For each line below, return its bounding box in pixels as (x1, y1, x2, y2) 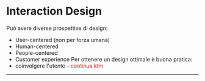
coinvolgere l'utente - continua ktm (15, 62, 104, 69)
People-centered (15, 49, 58, 56)
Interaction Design (6, 4, 103, 18)
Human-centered (15, 43, 59, 50)
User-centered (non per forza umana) (15, 36, 110, 43)
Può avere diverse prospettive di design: (6, 24, 108, 32)
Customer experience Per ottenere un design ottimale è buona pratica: (15, 55, 193, 63)
